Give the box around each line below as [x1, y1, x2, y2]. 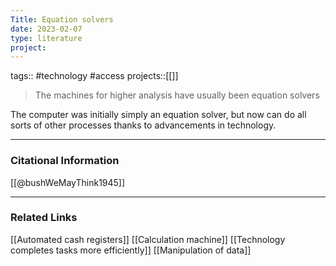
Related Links [10, 211, 78, 225]
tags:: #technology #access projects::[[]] [10, 70, 179, 82]
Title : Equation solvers [10, 14, 114, 25]
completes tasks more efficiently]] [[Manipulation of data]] [10, 244, 252, 256]
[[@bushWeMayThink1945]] [10, 176, 126, 188]
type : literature [10, 33, 83, 43]
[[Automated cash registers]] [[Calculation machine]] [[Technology [10, 233, 286, 245]
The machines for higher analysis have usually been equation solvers [34, 89, 320, 101]
